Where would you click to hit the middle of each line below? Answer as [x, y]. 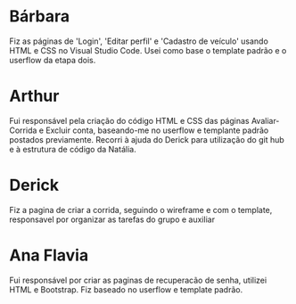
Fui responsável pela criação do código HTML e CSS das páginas [129, 120]
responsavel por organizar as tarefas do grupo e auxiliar [112, 219]
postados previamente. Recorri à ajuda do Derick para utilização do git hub [147, 139]
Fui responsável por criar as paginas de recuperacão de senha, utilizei [138, 280]
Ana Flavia [49, 255]
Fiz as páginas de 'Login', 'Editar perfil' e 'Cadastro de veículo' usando [139, 41]
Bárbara [40, 16]
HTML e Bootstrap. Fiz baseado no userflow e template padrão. [126, 289]
